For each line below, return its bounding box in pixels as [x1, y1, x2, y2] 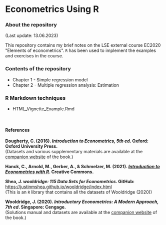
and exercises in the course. [5, 53, 63, 59]
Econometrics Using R [5, 3, 99, 15]
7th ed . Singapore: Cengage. [5, 204, 66, 210]
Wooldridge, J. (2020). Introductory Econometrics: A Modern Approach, [5, 199, 159, 205]
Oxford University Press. [5, 143, 58, 149]
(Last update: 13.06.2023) [5, 32, 58, 38]
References [5, 127, 30, 133]
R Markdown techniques [5, 94, 66, 101]
